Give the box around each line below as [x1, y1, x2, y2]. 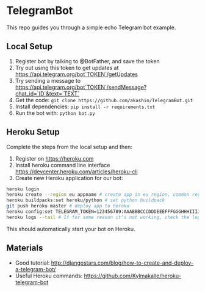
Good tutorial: [15, 259, 50, 266]
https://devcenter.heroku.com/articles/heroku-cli [15, 168, 138, 175]
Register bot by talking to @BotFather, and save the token [15, 57, 160, 64]
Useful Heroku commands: [15, 272, 83, 279]
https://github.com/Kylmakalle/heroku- [84, 272, 181, 279]
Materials [6, 243, 43, 253]
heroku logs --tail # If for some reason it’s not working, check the [6, 214, 190, 220]
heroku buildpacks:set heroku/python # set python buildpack [6, 197, 165, 204]
